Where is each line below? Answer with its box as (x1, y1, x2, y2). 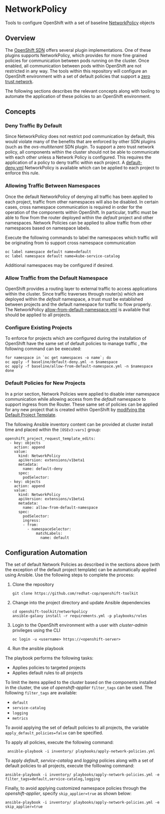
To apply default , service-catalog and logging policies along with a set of (5, 757, 154, 764)
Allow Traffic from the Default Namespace (5, 274, 108, 281)
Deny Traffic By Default (5, 122, 63, 129)
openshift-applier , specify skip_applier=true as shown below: (5, 790, 132, 796)
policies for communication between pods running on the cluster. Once (5, 58, 149, 64)
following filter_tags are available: (5, 690, 77, 696)
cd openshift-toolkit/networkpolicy (12, 609, 88, 614)
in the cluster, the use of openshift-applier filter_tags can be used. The (5, 684, 153, 690)
